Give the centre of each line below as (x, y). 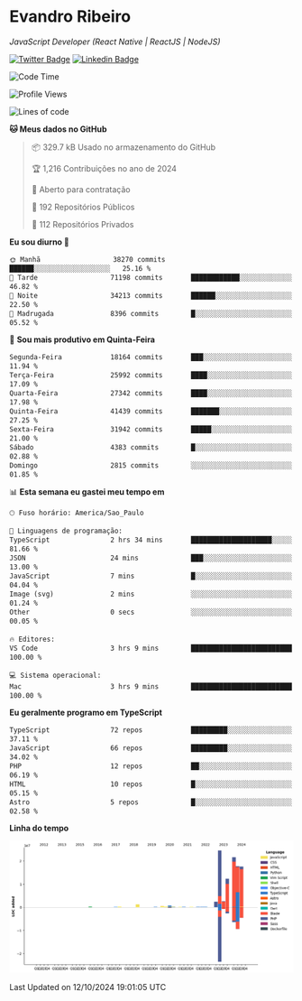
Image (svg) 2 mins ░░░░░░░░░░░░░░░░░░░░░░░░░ (151, 594)
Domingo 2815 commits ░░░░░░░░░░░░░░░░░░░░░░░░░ (151, 465)
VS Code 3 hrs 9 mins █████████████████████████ (151, 648)
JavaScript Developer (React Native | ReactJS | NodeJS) (115, 42)
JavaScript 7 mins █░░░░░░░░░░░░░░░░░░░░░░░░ (151, 576)
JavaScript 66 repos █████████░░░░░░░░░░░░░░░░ (151, 748)
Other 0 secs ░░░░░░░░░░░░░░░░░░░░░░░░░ (151, 612)
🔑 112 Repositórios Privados (82, 224)
